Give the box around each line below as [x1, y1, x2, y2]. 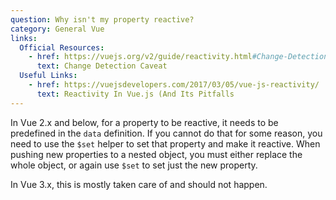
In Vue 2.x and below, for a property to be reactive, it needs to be [10, 116, 279, 128]
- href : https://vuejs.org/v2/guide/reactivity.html [28, 52, 253, 62]
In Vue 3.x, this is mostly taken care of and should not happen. [10, 178, 268, 190]
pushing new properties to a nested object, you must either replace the [10, 148, 303, 160]
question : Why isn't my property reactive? [10, 14, 195, 25]
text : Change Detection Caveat [36, 61, 168, 71]
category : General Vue [10, 24, 105, 34]
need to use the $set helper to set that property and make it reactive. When [10, 137, 321, 150]
